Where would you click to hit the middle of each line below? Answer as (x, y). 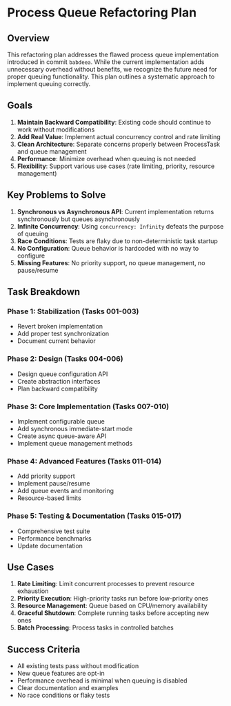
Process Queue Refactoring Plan (102, 13)
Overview (29, 38)
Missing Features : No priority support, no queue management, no (111, 262)
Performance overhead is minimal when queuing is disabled (102, 681)
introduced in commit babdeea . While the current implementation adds (106, 62)
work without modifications (56, 129)
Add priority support (46, 476)
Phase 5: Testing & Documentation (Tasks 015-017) (94, 516)
